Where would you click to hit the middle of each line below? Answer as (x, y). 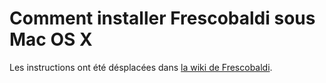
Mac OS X (51, 39)
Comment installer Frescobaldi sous (162, 18)
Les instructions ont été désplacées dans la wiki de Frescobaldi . (141, 67)
